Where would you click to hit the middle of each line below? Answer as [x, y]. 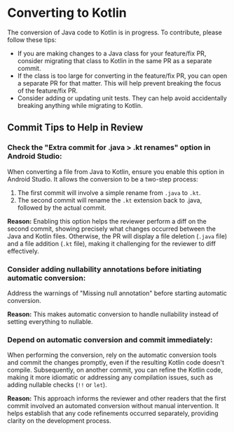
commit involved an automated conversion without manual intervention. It [113, 406]
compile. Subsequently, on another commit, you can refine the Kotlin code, [115, 370]
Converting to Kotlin [67, 13]
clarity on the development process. [60, 421]
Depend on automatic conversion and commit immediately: [110, 339]
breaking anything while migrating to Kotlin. [80, 105]
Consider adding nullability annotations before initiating [104, 269]
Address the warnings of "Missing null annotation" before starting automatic [117, 293]
